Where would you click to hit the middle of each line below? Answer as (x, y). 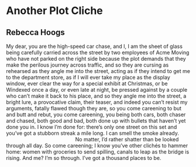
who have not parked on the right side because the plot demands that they (96, 59)
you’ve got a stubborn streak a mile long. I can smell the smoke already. (93, 133)
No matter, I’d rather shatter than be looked (127, 139)
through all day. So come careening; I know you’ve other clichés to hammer (97, 145)
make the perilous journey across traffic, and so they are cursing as (87, 65)
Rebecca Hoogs (36, 32)
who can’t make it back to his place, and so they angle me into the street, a (96, 96)
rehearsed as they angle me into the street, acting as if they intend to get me (98, 71)
